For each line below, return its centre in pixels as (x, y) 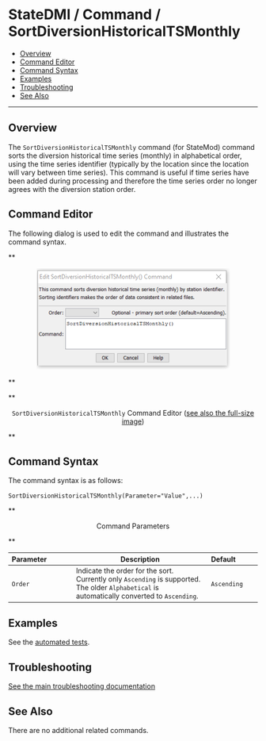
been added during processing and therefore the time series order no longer (133, 181)
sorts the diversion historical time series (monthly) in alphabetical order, (125, 155)
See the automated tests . (49, 642)
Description (140, 559)
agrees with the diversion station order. (72, 189)
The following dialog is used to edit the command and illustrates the (119, 233)
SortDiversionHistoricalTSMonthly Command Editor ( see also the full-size (133, 413)
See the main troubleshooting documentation (82, 686)
